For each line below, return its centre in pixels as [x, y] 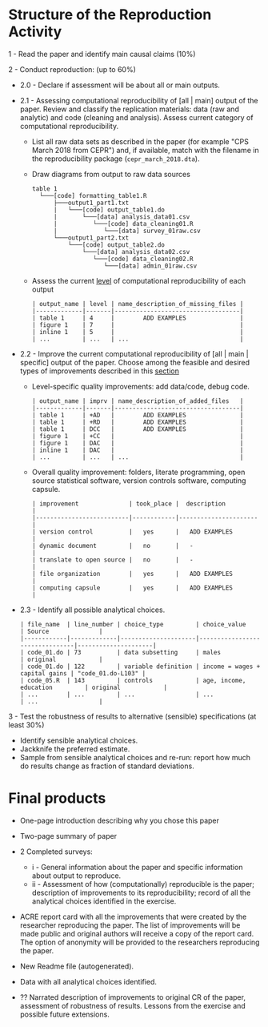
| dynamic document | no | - [112, 546]
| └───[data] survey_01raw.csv [127, 231]
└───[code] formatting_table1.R [93, 195]
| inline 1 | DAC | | [138, 450]
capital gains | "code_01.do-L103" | [83, 673]
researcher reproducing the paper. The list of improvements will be [130, 925]
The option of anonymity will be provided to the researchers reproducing [140, 942]
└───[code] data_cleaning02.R [143, 259]
